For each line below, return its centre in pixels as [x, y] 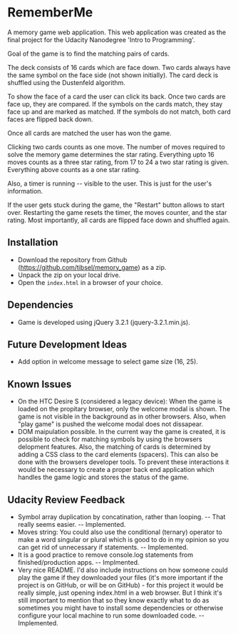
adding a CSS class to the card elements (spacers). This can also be [118, 455]
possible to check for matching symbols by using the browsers [110, 439]
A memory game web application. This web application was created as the [117, 32]
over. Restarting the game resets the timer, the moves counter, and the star [117, 212]
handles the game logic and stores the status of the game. [103, 477]
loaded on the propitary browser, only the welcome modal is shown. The [124, 409]
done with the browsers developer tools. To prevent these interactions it [123, 462]
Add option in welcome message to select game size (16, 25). [108, 362]
